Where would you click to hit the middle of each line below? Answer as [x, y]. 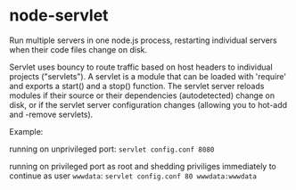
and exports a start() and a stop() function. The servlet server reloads [137, 86]
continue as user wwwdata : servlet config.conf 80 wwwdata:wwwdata [133, 176]
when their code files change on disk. [78, 49]
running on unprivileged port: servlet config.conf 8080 [112, 149]
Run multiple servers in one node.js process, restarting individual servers [144, 40]
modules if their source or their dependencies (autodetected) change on [142, 95]
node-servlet [59, 16]
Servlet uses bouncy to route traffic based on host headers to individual [141, 67]
